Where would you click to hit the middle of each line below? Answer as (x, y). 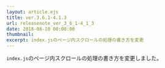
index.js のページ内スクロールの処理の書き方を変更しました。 (84, 58)
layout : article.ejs (33, 12)
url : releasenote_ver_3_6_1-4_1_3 (50, 23)
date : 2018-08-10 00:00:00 (41, 29)
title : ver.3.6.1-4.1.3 (37, 18)
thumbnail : (20, 35)
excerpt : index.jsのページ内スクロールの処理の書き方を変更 (75, 40)
